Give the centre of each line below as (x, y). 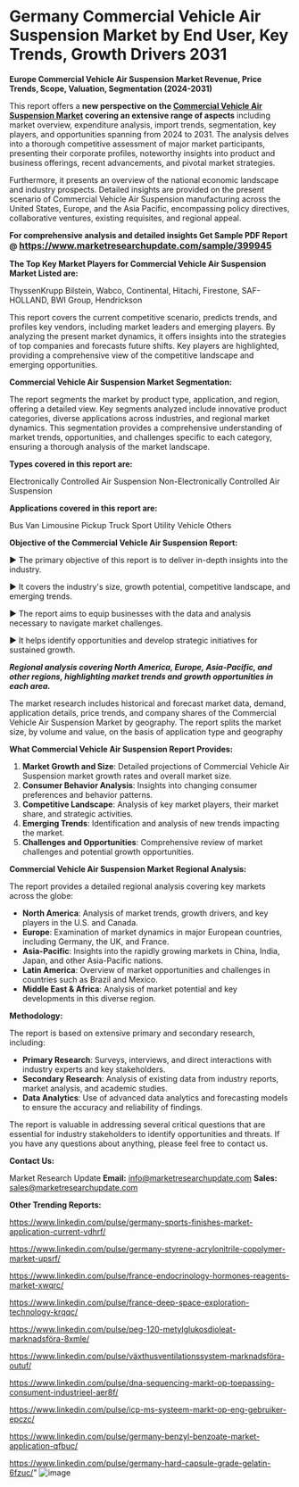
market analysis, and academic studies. (95, 1088)
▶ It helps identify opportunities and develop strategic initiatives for (133, 640)
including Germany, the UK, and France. (96, 941)
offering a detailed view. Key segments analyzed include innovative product (148, 409)
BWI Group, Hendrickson (96, 300)
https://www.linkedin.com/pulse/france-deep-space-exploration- (129, 1302)
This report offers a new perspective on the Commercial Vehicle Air (136, 105)
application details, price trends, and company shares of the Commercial (143, 712)
